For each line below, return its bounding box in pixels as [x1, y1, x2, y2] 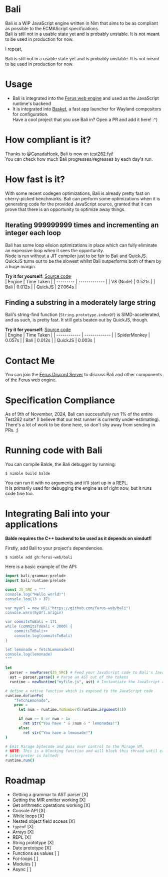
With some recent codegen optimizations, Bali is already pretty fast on [5, 190, 150, 196]
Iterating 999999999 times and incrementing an [5, 221, 159, 230]
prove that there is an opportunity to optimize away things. [5, 206, 126, 212]
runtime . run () [5, 758, 35, 763]
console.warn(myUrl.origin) [5, 610, 64, 615]
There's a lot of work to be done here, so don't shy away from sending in [5, 422, 155, 428]
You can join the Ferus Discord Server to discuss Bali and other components [5, 372, 162, 378]
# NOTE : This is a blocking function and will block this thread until [5, 748, 157, 754]
